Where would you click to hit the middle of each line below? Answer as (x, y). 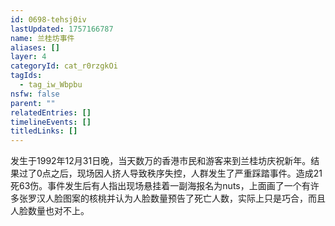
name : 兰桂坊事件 (42, 38)
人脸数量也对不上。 (50, 211)
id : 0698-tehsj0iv (48, 19)
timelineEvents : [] (51, 122)
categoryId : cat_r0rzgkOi (64, 66)
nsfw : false (35, 94)
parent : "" (33, 103)
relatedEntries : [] (51, 112)
